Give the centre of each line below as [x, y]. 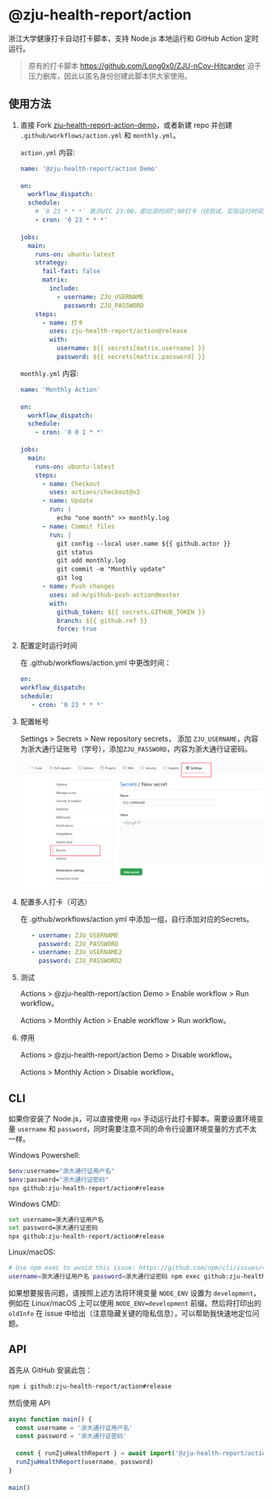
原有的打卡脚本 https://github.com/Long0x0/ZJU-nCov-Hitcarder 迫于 [144, 66]
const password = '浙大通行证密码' [71, 1437]
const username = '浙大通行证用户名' [74, 1428]
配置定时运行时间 [49, 645]
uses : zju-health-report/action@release [119, 331]
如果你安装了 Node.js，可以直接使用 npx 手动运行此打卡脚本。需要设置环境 [132, 1118]
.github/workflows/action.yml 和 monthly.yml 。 [100, 135]
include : [64, 289]
